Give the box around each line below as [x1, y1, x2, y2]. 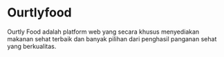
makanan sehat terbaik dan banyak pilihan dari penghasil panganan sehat [7, 34, 217, 43]
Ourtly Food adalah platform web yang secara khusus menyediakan [7, 27, 200, 36]
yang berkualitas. [7, 42, 57, 50]
